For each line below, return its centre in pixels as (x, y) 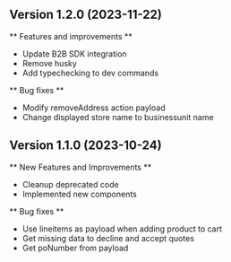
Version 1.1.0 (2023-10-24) (86, 146)
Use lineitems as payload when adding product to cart (122, 229)
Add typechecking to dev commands (90, 73)
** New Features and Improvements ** (81, 167)
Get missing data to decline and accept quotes (108, 238)
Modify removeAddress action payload (94, 108)
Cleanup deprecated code (70, 184)
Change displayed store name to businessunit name (118, 117)
